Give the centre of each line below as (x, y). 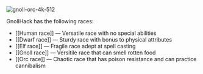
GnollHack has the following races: (50, 21)
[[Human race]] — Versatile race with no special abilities (86, 33)
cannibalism (30, 65)
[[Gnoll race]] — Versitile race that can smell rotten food (85, 53)
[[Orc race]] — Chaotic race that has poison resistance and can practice (106, 59)
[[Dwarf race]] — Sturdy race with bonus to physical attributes (94, 39)
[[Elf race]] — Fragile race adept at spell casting (75, 46)
